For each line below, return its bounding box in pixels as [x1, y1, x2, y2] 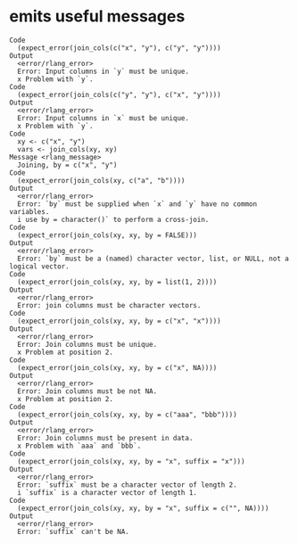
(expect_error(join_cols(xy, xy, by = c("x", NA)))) [17, 363, 218, 372]
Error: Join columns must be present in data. [17, 433, 194, 442]
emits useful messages [9, 6, 186, 27]
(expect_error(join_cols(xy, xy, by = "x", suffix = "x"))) [17, 457, 245, 465]
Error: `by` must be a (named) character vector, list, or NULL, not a [17, 254, 290, 263]
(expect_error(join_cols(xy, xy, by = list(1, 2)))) [17, 277, 218, 286]
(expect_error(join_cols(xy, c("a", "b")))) [17, 176, 186, 185]
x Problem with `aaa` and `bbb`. [17, 441, 142, 450]
